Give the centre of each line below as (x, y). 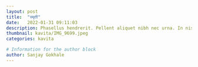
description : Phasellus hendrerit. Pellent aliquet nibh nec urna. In (95, 28)
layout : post (22, 11)
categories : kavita (30, 39)
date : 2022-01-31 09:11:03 (42, 22)
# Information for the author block (51, 50)
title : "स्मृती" (23, 17)
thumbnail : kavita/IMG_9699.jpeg (47, 33)
